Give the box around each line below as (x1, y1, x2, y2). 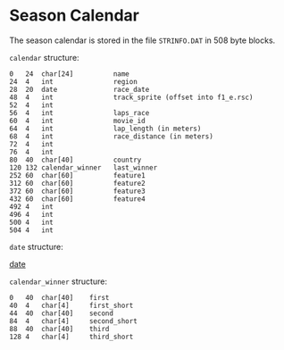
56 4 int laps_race (9, 108, 150, 117)
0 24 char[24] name (9, 69, 129, 79)
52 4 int (9, 100, 54, 110)
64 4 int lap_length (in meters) (9, 124, 202, 133)
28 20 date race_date (9, 85, 150, 94)
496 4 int (9, 210, 54, 219)
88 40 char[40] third (9, 324, 110, 333)
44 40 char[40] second (9, 309, 114, 318)
